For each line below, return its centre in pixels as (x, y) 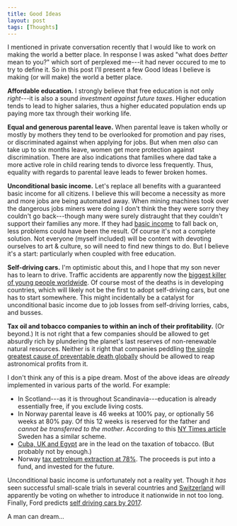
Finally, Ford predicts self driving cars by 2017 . (75, 503)
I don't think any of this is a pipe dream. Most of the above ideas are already (118, 378)
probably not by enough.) (54, 452)
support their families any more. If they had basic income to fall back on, (113, 224)
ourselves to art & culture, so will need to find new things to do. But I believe (118, 246)
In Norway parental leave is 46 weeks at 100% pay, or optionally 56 (116, 414)
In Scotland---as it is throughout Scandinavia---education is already (117, 399)
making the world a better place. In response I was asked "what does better (117, 55)
